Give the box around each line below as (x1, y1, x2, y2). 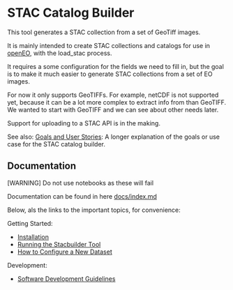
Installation (17, 232, 50, 241)
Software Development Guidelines (17, 274, 116, 283)
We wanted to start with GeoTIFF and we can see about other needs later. (7, 105, 219, 114)
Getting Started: (7, 219, 54, 227)
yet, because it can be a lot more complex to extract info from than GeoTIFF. (7, 98, 227, 106)
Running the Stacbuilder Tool (17, 240, 101, 248)
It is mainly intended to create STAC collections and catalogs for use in (7, 41, 211, 49)
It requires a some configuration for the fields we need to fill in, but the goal (7, 62, 225, 70)
